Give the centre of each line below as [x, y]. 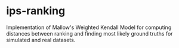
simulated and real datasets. [41, 40]
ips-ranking [36, 11]
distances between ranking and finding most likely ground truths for [89, 33]
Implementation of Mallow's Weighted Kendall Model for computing [89, 27]
